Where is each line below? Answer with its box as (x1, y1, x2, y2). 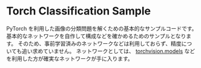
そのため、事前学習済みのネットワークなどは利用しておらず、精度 (18, 40, 182, 47)
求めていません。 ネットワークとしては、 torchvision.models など (32, 47, 196, 55)
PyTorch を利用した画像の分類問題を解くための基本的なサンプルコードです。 (6, 25, 197, 32)
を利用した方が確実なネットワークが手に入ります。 (6, 55, 133, 62)
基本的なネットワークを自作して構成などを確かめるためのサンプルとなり (6, 32, 186, 40)
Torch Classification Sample (6, 4, 151, 18)
